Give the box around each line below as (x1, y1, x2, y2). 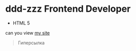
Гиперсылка (17, 39, 45, 46)
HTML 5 (12, 20, 30, 26)
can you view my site (5, 30, 50, 36)
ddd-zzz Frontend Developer (5, 3, 131, 15)
